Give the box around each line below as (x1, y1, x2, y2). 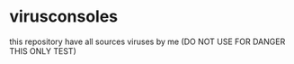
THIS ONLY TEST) (9, 45, 76, 56)
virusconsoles (9, 6, 119, 27)
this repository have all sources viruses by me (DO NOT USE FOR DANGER (9, 36, 286, 47)
